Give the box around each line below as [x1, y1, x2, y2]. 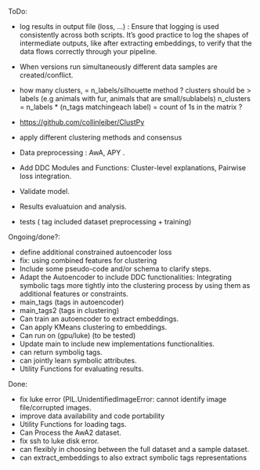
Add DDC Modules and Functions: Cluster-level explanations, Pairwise [19, 163, 247, 172]
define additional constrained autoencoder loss [19, 247, 172, 257]
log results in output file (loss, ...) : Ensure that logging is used [19, 22, 219, 31]
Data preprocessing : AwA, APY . [19, 148, 125, 157]
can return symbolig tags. [19, 348, 103, 356]
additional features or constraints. [19, 290, 129, 298]
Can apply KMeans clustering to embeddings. [19, 322, 168, 332]
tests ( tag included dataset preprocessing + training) [19, 217, 192, 226]
